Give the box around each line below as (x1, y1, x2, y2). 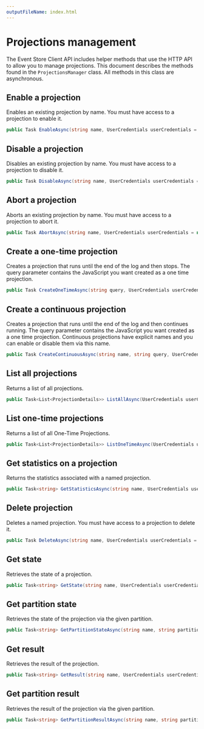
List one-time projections (6, 413, 104, 424)
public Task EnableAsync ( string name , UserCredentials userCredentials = (6, 127, 197, 133)
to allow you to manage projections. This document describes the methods (6, 62, 194, 69)
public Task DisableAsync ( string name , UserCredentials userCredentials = (6, 178, 200, 185)
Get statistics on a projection (6, 458, 118, 468)
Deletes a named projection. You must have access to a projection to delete (6, 519, 195, 526)
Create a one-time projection (6, 246, 118, 257)
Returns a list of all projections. (6, 385, 84, 392)
